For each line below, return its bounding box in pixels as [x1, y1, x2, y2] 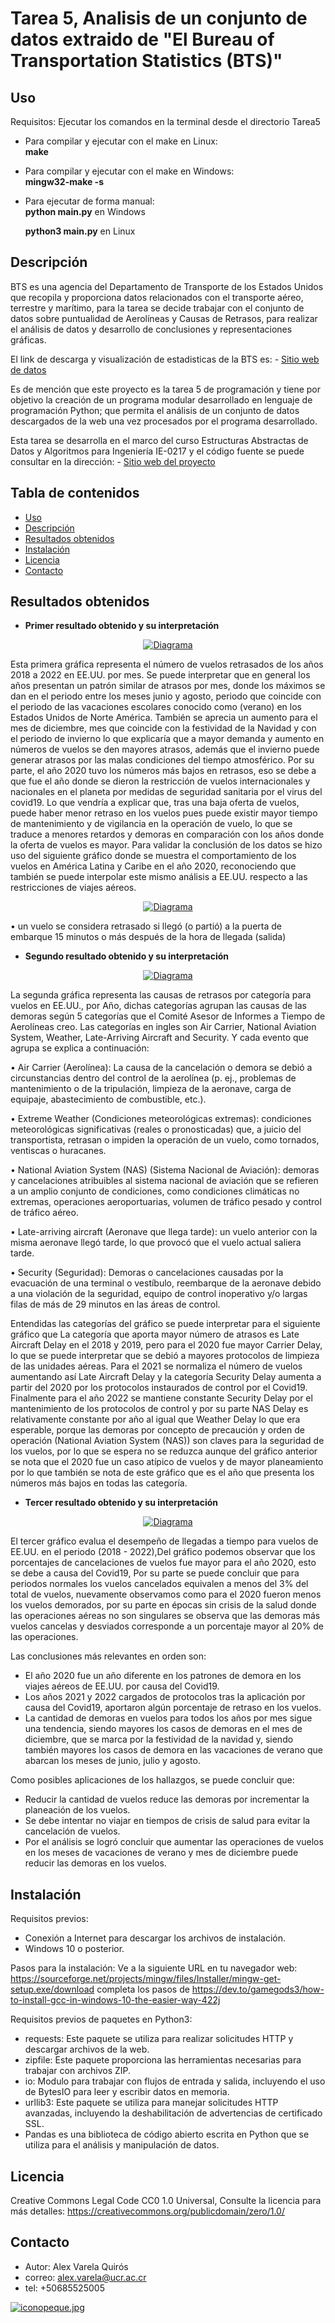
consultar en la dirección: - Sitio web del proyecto [10, 455, 216, 467]
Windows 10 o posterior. [24, 1943, 125, 1955]
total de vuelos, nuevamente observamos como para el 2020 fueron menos [10, 1588, 322, 1601]
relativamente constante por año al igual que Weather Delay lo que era [10, 1413, 301, 1426]
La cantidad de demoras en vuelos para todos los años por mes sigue [24, 1712, 313, 1724]
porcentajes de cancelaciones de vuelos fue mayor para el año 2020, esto [10, 1557, 317, 1569]
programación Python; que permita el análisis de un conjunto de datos [10, 404, 300, 416]
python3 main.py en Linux [24, 225, 136, 237]
